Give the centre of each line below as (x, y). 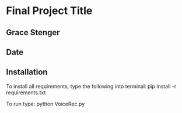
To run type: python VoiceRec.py (45, 104)
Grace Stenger (33, 32)
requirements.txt (26, 93)
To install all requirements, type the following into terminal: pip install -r (91, 86)
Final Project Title (49, 11)
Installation (27, 72)
